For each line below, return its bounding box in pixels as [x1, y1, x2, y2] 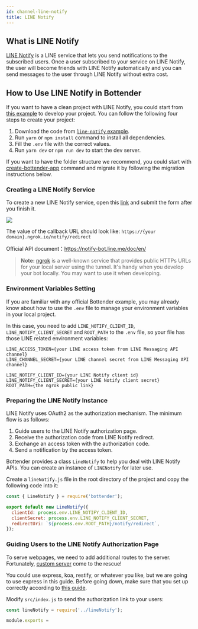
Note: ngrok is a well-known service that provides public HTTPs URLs [20, 257, 191, 264]
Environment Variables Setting [6, 285, 96, 293]
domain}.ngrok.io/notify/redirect [6, 234, 92, 240]
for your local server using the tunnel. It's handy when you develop [20, 263, 184, 270]
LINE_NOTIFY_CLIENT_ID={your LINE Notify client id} [6, 372, 139, 378]
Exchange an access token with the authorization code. [14, 440, 150, 448]
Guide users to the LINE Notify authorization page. [14, 427, 138, 435]
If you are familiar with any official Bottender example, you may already [6, 298, 179, 305]
